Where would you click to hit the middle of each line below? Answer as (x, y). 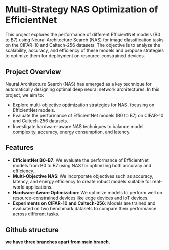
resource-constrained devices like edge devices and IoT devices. (80, 198)
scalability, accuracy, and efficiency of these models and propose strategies (85, 50)
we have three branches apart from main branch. (58, 242)
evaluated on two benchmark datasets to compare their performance (85, 208)
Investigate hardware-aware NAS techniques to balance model (78, 126)
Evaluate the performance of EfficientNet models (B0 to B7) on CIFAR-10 (88, 115)
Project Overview (33, 72)
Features (19, 148)
